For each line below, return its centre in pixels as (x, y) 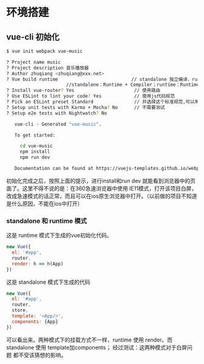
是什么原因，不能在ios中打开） (45, 203)
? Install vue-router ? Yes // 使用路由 (83, 91)
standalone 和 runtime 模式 (46, 221)
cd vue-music (36, 146)
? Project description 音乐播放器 (48, 68)
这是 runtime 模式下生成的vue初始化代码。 (59, 236)
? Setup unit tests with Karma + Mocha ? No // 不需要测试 (86, 107)
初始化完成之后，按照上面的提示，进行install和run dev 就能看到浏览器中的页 (101, 181)
